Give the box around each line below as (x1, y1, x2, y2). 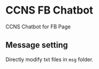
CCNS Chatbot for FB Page (5, 23, 71, 30)
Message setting (5, 40, 68, 50)
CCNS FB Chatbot (5, 4, 94, 17)
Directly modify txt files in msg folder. (5, 55, 94, 63)
